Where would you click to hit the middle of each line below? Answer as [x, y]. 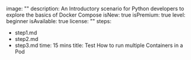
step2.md [26, 39]
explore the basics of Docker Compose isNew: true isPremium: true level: [96, 15]
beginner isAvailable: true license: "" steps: [59, 21]
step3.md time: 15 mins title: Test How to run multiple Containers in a [99, 45]
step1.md [26, 33]
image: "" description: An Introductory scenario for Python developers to [95, 9]
